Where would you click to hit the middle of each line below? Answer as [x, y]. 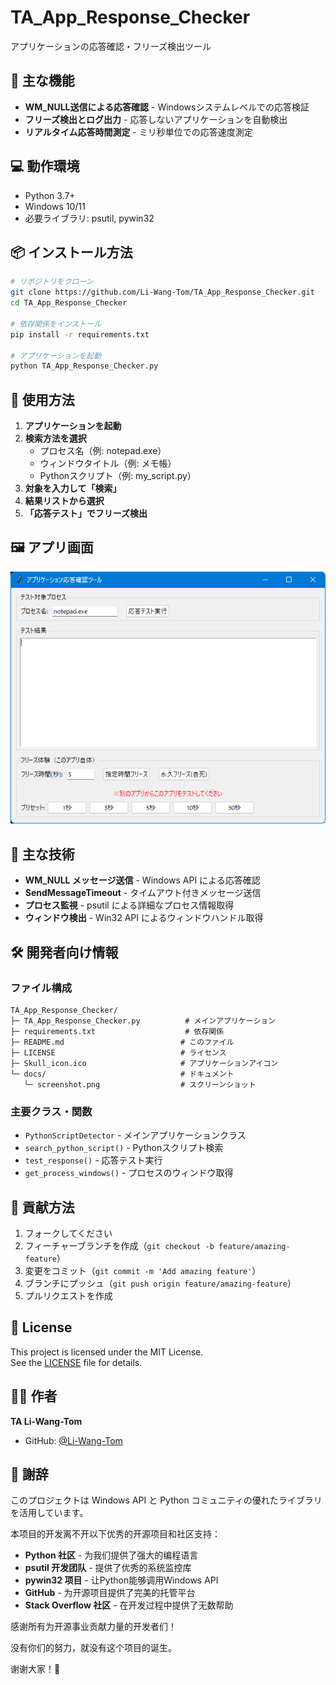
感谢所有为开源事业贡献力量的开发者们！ [93, 1627]
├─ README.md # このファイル [122, 1042]
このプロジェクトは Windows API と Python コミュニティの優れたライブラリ [166, 1500]
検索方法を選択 [55, 438]
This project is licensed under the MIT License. [107, 1352]
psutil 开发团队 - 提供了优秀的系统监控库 [108, 1568]
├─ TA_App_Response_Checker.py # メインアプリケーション [143, 1021]
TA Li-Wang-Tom [46, 1421]
